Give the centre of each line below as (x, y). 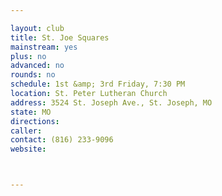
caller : (26, 131)
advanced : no (37, 66)
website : (28, 149)
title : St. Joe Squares (60, 37)
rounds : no (33, 75)
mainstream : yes (44, 47)
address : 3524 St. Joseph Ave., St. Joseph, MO (111, 102)
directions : (35, 121)
